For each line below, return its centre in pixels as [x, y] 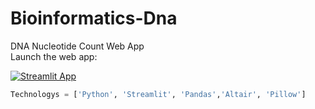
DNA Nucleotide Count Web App [77, 46]
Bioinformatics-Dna [94, 18]
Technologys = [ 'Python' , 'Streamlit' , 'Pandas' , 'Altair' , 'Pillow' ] [158, 94]
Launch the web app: [54, 56]
